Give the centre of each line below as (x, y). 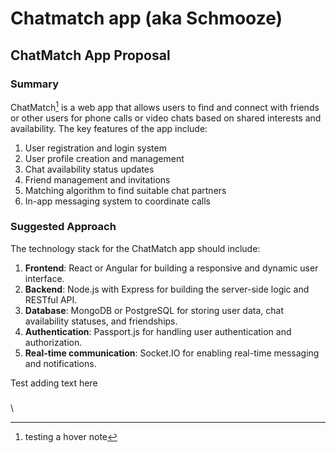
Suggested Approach (63, 227)
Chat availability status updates (89, 169)
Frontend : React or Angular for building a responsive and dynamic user (171, 268)
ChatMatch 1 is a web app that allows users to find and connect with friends (165, 106)
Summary (35, 84)
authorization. (53, 342)
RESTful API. (51, 299)
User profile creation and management (104, 158)
